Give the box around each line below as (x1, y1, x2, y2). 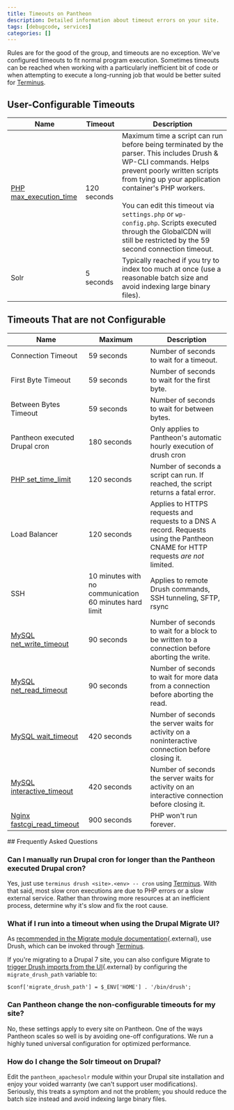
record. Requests (150, 525, 207, 534)
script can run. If (150, 470, 204, 479)
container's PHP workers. (121, 183, 205, 193)
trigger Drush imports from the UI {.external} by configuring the (7, 963, 188, 971)
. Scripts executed (157, 218, 217, 228)
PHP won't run (150, 810, 198, 820)
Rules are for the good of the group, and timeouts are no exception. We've (7, 49, 221, 57)
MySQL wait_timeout (10, 731, 79, 741)
